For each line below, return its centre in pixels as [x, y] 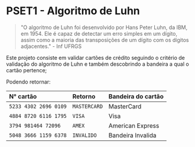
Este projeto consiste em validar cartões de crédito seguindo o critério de [95, 57]
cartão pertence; [27, 70]
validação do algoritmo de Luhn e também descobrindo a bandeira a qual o [97, 64]
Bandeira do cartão [136, 96]
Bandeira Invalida [132, 135]
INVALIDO [84, 135]
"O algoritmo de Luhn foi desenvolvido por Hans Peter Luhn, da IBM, [104, 27]
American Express [134, 126]
